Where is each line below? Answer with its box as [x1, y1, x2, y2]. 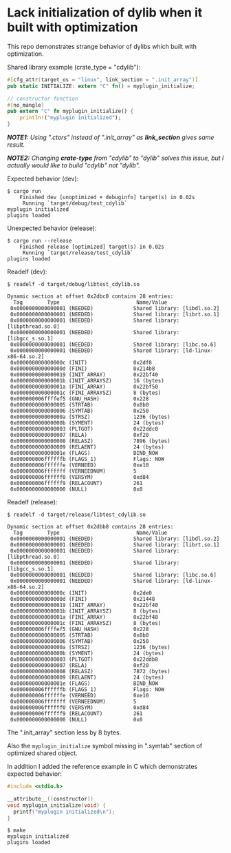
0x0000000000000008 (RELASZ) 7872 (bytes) [10, 668, 170, 675]
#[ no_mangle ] [7, 101, 45, 108]
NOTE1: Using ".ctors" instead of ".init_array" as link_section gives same [7, 133, 214, 142]
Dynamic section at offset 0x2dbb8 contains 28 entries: [7, 524, 174, 531]
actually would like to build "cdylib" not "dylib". [7, 161, 140, 169]
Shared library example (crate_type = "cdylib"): [7, 63, 141, 71]
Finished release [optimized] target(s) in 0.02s [19, 243, 165, 251]
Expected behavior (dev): [7, 174, 79, 183]
